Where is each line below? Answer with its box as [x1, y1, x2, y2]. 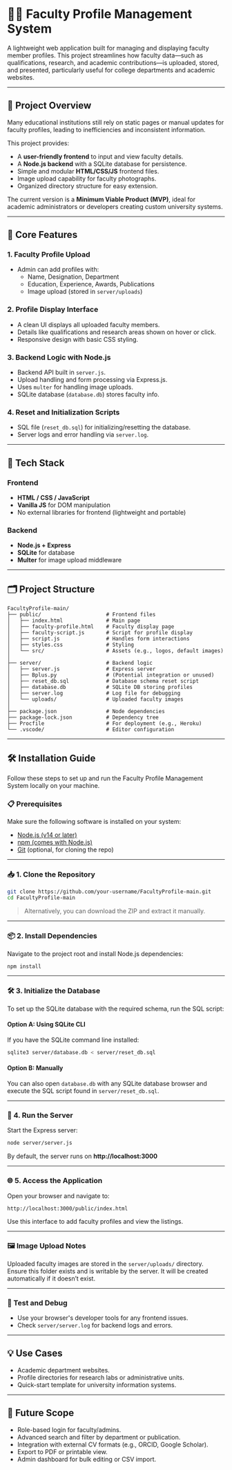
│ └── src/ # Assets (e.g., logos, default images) [7, 647, 224, 654]
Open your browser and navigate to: [7, 1191, 110, 1200]
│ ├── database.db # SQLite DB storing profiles [7, 684, 193, 691]
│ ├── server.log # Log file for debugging [7, 690, 181, 697]
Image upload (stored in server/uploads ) [27, 287, 143, 296]
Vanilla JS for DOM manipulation [17, 501, 110, 509]
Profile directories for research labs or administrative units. [17, 1373, 184, 1381]
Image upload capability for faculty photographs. [17, 174, 157, 183]
